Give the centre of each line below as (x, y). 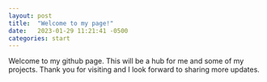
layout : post (30, 16)
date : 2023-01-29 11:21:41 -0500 (68, 31)
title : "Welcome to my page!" (61, 23)
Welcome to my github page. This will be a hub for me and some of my (126, 61)
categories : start (39, 38)
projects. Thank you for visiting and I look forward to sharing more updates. (134, 70)
